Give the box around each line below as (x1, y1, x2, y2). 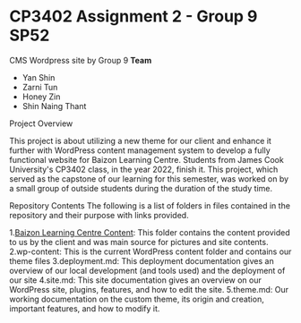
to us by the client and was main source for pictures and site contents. (9, 236, 269, 247)
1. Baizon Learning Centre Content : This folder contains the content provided (9, 226, 291, 238)
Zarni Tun (21, 81, 58, 92)
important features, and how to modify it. (9, 302, 160, 314)
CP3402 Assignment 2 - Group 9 (9, 6, 258, 27)
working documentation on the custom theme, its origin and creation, (9, 293, 264, 304)
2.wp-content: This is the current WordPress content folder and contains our (9, 246, 292, 257)
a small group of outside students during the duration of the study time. (9, 183, 273, 193)
